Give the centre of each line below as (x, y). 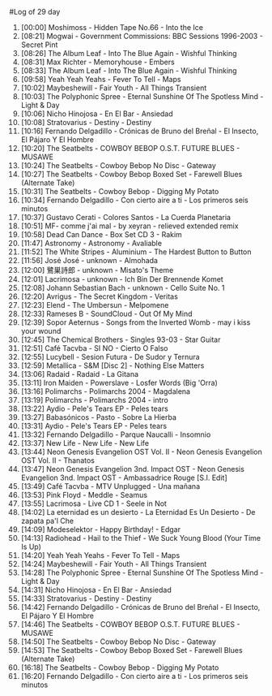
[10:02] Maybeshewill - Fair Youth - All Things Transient (114, 88)
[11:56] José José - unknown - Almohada (89, 260)
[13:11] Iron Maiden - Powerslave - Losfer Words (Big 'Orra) (119, 383)
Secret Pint (39, 45)
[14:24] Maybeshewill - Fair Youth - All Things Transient (114, 564)
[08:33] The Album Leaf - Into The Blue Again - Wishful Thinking (129, 71)
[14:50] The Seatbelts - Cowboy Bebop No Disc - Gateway (119, 642)
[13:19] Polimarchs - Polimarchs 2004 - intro (94, 400)
